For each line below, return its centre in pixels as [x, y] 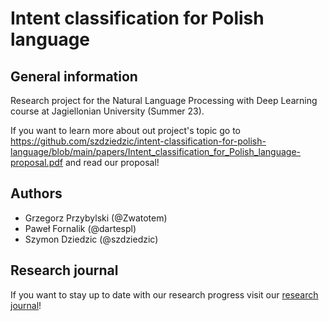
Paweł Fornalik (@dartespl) [80, 228]
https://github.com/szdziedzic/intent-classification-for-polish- [138, 141]
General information [74, 76]
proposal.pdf [36, 162]
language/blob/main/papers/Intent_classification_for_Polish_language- [156, 151]
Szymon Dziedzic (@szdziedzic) [91, 239]
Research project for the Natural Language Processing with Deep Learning [164, 100]
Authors [36, 193]
